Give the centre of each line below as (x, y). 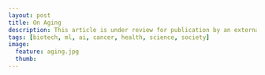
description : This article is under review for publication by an (119, 30)
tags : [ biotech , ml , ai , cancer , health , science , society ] (109, 37)
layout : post (30, 15)
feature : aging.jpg (47, 52)
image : (19, 45)
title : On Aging (35, 23)
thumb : (26, 59)
